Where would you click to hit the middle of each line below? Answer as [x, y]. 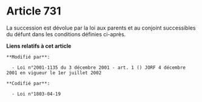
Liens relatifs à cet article [39, 46]
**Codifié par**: [28, 83]
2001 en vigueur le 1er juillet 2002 [54, 73]
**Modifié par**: [28, 57]
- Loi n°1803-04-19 [36, 94]
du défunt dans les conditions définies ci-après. [66, 34]
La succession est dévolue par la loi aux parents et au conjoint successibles [101, 28]
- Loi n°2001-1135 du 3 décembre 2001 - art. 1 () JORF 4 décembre [99, 68]
